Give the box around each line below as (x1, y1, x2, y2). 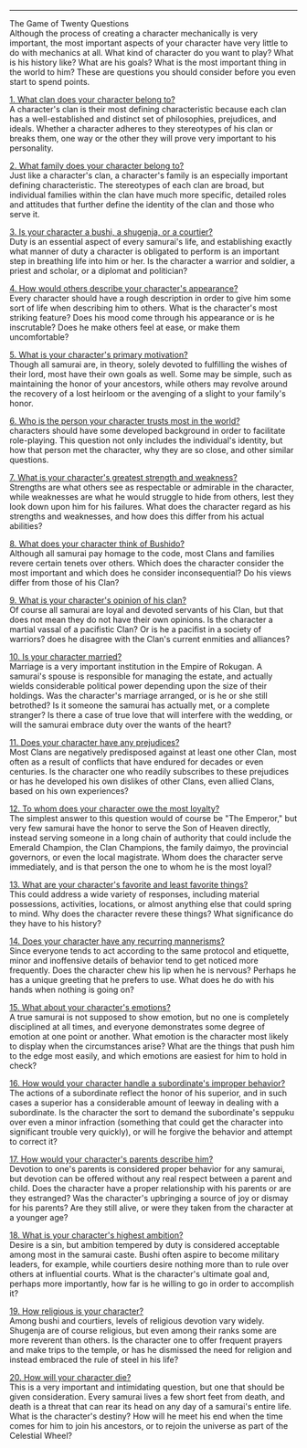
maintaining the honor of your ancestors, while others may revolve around (9, 378, 288, 389)
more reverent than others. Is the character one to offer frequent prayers (9, 1335, 283, 1346)
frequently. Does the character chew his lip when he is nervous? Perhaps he (9, 965, 297, 976)
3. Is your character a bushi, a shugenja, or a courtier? (9, 227, 213, 238)
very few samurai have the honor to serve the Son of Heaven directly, (9, 823, 271, 833)
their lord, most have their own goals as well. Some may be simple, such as (9, 369, 292, 379)
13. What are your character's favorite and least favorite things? (9, 879, 249, 890)
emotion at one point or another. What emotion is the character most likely (9, 1031, 290, 1041)
